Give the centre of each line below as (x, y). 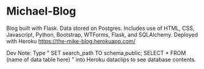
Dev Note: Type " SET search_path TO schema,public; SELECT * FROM (96, 53)
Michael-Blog (41, 11)
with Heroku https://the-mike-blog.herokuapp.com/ (71, 41)
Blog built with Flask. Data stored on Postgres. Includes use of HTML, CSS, (100, 28)
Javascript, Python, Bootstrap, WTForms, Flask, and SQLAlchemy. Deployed (102, 34)
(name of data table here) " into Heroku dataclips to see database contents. (101, 59)
